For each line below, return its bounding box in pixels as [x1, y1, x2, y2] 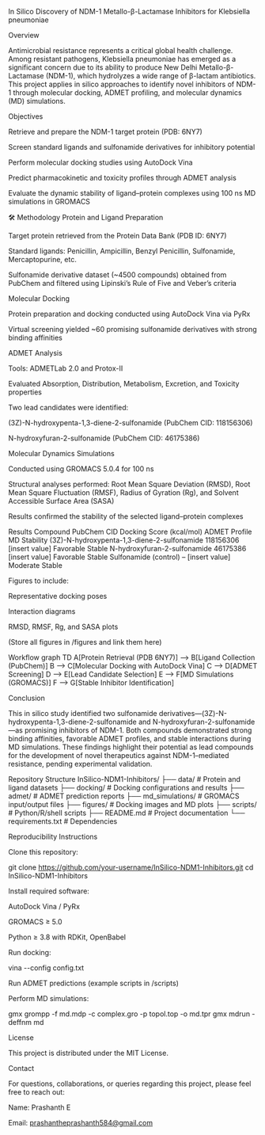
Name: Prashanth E [8, 1103, 71, 1112]
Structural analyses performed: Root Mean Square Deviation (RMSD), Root [8, 479, 251, 489]
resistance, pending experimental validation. [8, 760, 153, 768]
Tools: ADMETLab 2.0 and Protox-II [8, 364, 123, 373]
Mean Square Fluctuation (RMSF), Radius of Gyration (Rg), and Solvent [8, 488, 239, 497]
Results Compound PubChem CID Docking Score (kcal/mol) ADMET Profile [8, 527, 252, 536]
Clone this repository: [8, 847, 79, 856]
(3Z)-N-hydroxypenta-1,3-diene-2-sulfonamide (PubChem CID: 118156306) [8, 418, 253, 427]
